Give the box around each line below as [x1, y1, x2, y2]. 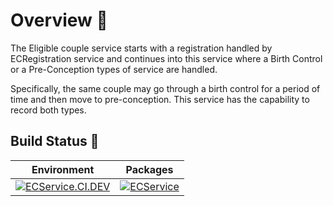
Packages [125, 162, 174, 176]
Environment [31, 162, 95, 176]
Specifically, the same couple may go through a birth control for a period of [10, 82, 321, 94]
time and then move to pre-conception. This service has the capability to [10, 93, 310, 105]
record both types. [10, 104, 87, 116]
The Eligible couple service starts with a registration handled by [10, 42, 273, 54]
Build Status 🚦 [10, 133, 100, 150]
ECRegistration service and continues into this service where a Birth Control [10, 52, 323, 64]
